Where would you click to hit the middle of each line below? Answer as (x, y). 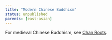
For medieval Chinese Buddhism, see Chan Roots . (56, 33)
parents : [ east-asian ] (29, 19)
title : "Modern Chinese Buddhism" (41, 10)
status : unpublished (27, 14)
